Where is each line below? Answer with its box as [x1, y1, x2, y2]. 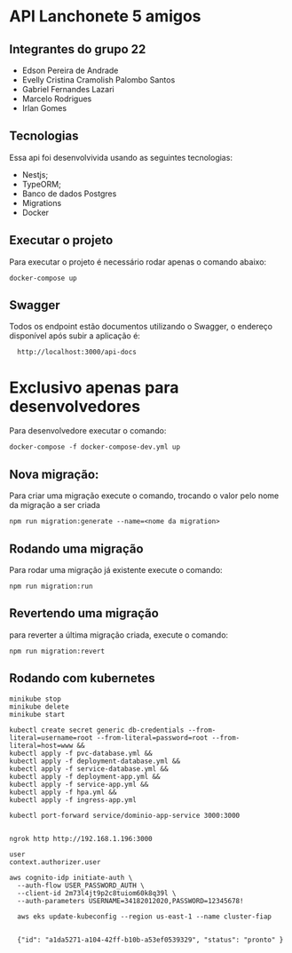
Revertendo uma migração [9, 606, 160, 621]
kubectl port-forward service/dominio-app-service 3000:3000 [9, 811, 241, 820]
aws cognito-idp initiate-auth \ [9, 873, 133, 882]
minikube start [9, 710, 66, 719]
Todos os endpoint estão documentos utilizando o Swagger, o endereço [9, 322, 273, 332]
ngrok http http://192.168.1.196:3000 [9, 834, 153, 843]
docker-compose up [9, 274, 77, 282]
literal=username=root [9, 733, 93, 743]
